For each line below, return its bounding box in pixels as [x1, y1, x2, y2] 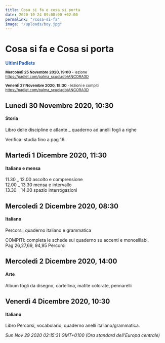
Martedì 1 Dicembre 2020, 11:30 [5, 151, 107, 160]
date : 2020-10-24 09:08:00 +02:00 [5, 12, 78, 17]
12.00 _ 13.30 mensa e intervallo [5, 182, 72, 188]
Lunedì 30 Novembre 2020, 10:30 [5, 101, 114, 110]
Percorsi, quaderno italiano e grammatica [5, 227, 92, 233]
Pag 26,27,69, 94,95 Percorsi [5, 242, 66, 248]
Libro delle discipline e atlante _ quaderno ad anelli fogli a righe [5, 126, 137, 133]
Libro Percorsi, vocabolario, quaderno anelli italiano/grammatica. [5, 322, 140, 329]
